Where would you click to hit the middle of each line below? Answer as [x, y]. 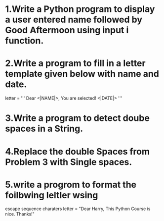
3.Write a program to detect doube [77, 118]
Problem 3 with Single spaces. [69, 162]
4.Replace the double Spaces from [77, 151]
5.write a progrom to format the [71, 185]
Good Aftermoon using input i [67, 30]
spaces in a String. [44, 129]
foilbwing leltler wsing [52, 195]
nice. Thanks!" [20, 214]
